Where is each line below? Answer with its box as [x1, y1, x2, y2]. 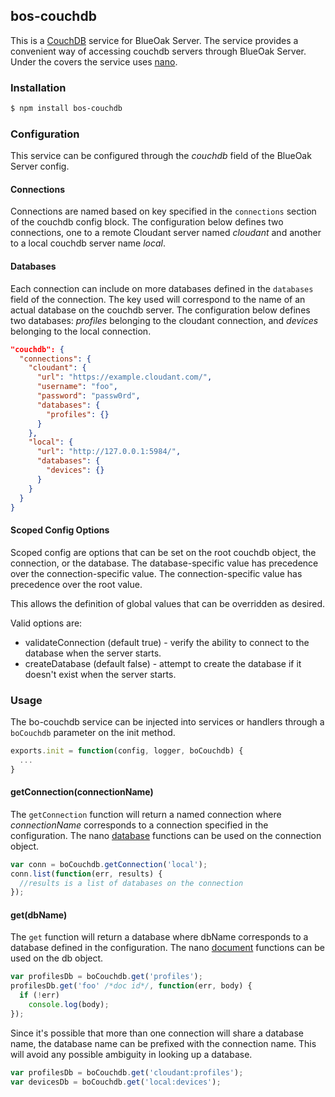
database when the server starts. [24, 647, 162, 659]
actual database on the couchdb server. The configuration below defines [10, 304, 311, 316]
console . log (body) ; [28, 1000, 110, 1010]
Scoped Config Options [10, 524, 110, 536]
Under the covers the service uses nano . [10, 55, 178, 68]
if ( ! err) [19, 990, 60, 1001]
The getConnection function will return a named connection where [10, 808, 282, 820]
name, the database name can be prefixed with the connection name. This [10, 1037, 317, 1049]
